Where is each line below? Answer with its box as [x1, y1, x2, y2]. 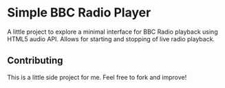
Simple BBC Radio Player [7, 5, 151, 21]
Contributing [7, 55, 63, 67]
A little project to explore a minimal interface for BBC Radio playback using [7, 27, 218, 36]
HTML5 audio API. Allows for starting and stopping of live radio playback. [7, 34, 215, 43]
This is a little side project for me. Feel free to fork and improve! [7, 73, 187, 81]
